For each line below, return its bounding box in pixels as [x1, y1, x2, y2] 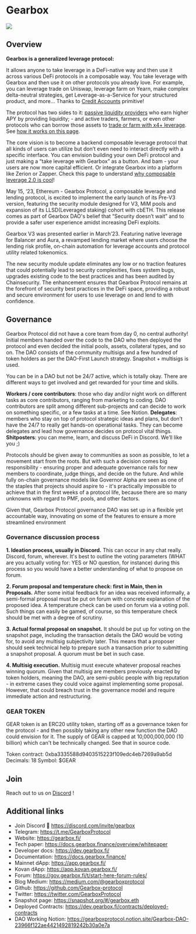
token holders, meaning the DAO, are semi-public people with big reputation [6, 674, 189, 681]
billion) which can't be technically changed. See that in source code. [6, 739, 171, 746]
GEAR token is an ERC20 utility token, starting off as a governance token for [6, 721, 188, 728]
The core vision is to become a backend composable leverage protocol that [6, 139, 188, 146]
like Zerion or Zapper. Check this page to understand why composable [6, 170, 176, 177]
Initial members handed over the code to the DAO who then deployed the [6, 336, 181, 343]
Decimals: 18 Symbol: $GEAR [6, 757, 76, 764]
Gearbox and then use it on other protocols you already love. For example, [6, 79, 185, 86]
